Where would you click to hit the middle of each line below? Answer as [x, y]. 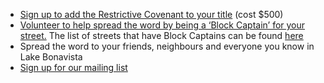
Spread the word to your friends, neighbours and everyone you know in [167, 46]
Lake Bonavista [51, 57]
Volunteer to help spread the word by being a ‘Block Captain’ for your [162, 25]
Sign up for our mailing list [73, 67]
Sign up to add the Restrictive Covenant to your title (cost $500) [151, 14]
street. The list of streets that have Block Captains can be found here [161, 35]
